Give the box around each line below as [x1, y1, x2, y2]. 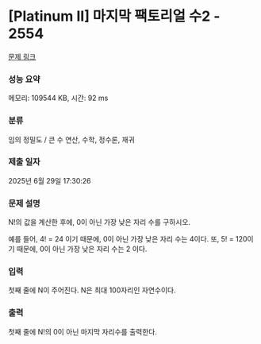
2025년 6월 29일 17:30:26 [8, 176, 91, 185]
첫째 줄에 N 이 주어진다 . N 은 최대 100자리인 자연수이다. [8, 285, 176, 295]
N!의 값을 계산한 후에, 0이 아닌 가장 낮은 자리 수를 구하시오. [8, 218, 191, 227]
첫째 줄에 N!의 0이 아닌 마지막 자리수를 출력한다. [8, 327, 157, 336]
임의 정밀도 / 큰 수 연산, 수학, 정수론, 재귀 [8, 134, 135, 144]
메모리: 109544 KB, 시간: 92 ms [8, 93, 109, 103]
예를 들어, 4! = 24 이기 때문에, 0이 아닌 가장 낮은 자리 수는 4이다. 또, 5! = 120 [8, 234, 248, 244]
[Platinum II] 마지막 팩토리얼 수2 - [8, 7, 221, 25]
